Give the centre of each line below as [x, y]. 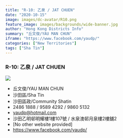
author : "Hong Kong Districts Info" [44, 29]
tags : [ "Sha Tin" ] [25, 48]
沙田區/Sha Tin [28, 95]
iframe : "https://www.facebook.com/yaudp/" [53, 39]
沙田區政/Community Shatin [42, 101]
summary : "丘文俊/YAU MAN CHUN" [39, 34]
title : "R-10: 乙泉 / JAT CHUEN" [40, 10]
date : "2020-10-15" [26, 15]
